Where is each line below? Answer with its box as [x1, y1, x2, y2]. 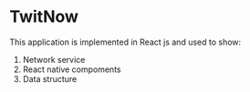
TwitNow [9, 6, 79, 27]
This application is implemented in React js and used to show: [9, 36, 242, 47]
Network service [22, 54, 86, 65]
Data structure [22, 73, 78, 84]
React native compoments [22, 64, 121, 75]
